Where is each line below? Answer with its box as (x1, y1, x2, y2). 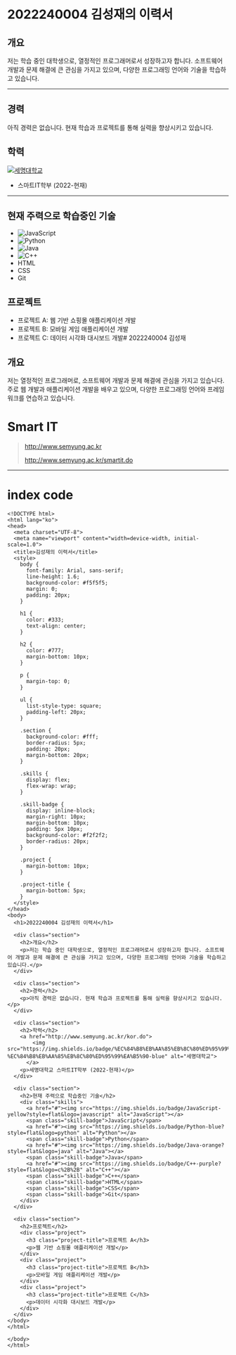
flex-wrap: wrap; (25, 782, 77, 789)
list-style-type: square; (25, 702, 102, 709)
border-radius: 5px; (25, 739, 86, 746)
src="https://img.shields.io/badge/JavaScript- (79, 1105, 221, 1112)
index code (7, 487, 74, 503)
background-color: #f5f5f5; (25, 579, 109, 586)
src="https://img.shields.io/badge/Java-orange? (79, 1141, 225, 1149)
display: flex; (25, 776, 71, 783)
